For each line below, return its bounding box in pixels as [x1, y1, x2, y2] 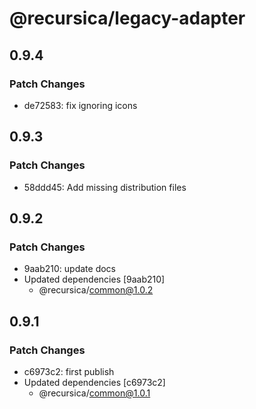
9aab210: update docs [23, 263, 116, 275]
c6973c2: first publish [23, 365, 115, 377]
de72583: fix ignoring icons [23, 99, 138, 111]
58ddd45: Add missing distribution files [23, 181, 187, 193]
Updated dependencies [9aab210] [23, 273, 166, 286]
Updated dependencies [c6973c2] [23, 376, 166, 388]
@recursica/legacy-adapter [9, 7, 246, 30]
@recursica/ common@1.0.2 [38, 284, 154, 296]
